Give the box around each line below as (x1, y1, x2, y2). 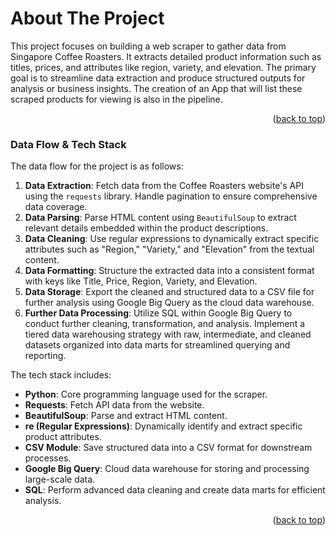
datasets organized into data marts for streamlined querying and (24, 339, 291, 351)
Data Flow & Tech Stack (10, 137, 127, 151)
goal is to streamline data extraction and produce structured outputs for (10, 72, 306, 84)
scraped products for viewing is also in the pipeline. (10, 93, 223, 105)
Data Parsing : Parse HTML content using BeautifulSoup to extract (24, 212, 297, 224)
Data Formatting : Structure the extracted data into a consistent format (24, 265, 315, 277)
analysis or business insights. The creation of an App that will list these (10, 82, 303, 94)
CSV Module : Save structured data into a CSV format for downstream (24, 442, 313, 454)
